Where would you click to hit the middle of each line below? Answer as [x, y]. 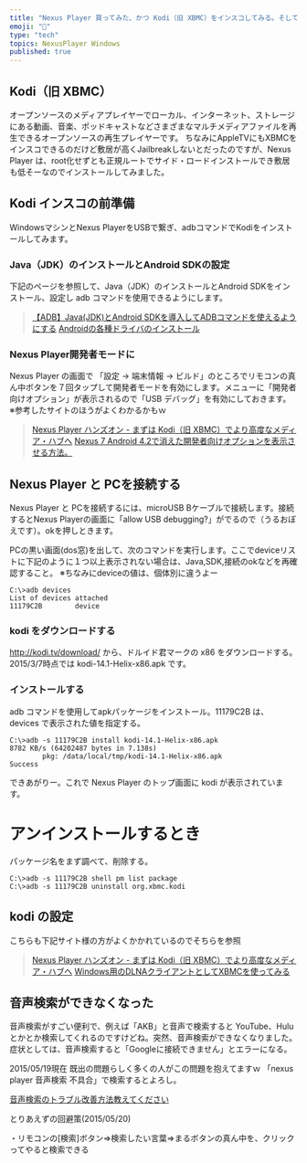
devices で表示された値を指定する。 [78, 723]
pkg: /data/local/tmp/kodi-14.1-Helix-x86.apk [132, 756]
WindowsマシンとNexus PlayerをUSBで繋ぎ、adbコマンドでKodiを [135, 227]
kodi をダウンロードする [63, 631]
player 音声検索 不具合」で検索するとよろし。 [95, 1080]
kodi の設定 [42, 917]
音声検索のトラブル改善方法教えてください [89, 1100]
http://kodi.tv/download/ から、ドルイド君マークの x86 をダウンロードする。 [153, 652]
